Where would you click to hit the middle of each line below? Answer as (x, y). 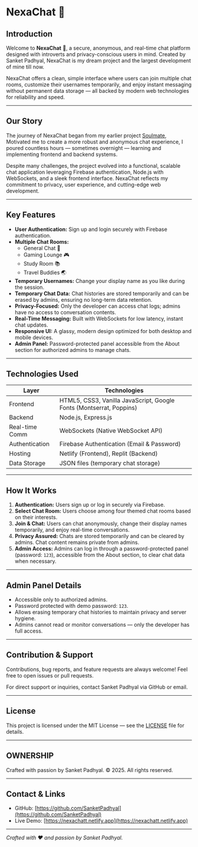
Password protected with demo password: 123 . (71, 606)
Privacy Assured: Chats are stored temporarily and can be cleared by (99, 536)
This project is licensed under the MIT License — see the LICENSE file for (95, 725)
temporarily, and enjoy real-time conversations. (72, 530)
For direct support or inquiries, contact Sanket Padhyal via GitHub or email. (97, 687)
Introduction (29, 34)
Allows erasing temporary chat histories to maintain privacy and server (100, 612)
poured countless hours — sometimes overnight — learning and (84, 148)
